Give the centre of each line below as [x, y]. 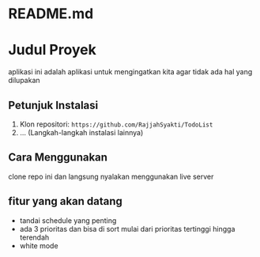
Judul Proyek [52, 50]
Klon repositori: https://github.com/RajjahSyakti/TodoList [116, 124]
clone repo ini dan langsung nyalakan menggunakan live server [111, 176]
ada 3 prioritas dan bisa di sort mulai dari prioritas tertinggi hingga [127, 229]
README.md [51, 14]
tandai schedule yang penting [68, 220]
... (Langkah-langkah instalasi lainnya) [81, 132]
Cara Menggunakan [58, 158]
